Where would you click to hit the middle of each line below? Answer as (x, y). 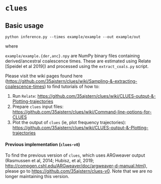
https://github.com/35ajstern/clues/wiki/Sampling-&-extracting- (72, 81)
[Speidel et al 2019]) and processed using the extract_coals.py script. (77, 66)
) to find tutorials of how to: (72, 86)
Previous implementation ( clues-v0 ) (43, 144)
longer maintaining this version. (37, 177)
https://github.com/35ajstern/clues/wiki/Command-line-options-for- (82, 112)
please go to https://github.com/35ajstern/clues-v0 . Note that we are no (79, 171)
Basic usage (24, 26)
